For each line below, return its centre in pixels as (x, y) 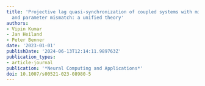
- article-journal (30, 62)
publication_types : (31, 57)
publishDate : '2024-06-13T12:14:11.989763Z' (64, 51)
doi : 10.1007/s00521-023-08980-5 (49, 74)
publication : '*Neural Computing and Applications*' (75, 68)
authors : (17, 23)
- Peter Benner (26, 40)
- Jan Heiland (24, 35)
